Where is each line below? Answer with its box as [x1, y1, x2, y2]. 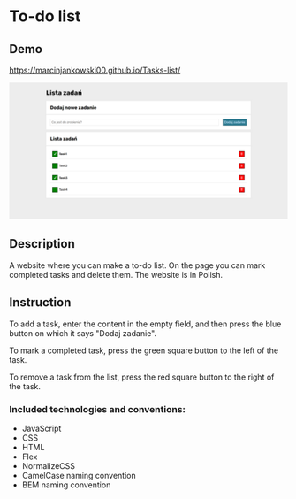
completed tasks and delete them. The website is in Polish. [9, 269, 224, 280]
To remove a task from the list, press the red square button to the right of [9, 372, 275, 382]
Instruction [9, 295, 72, 311]
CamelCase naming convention [21, 471, 136, 480]
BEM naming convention [21, 480, 111, 490]
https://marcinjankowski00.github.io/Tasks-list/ [9, 65, 181, 75]
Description [9, 236, 75, 251]
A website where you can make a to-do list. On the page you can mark [9, 259, 266, 271]
